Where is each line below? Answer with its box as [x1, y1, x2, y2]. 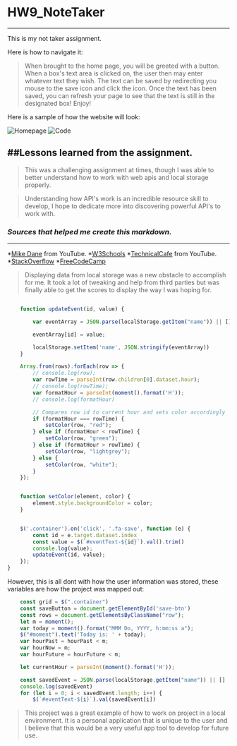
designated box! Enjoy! [24, 99, 92, 107]
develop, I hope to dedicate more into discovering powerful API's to [24, 202, 221, 210]
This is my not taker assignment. [7, 34, 102, 42]
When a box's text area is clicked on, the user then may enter [24, 68, 203, 78]
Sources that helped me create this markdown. [7, 227, 172, 236]
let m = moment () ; [20, 618, 74, 625]
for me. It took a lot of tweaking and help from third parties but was [24, 278, 220, 287]
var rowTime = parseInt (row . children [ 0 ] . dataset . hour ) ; [32, 376, 200, 383]
